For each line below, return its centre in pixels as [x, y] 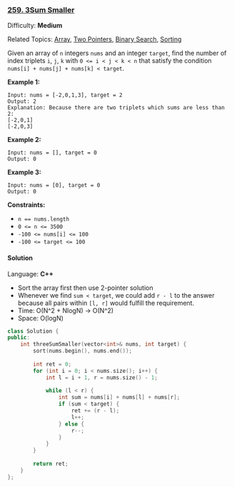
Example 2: [24, 140]
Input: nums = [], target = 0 [52, 153]
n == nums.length [44, 219]
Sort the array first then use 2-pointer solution [85, 288]
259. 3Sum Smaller [41, 10]
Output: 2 [22, 101]
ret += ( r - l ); [95, 411]
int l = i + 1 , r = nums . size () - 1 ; [102, 377]
